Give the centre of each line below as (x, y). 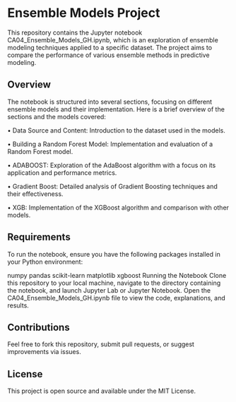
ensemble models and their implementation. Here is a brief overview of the (116, 109)
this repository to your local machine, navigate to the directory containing (114, 283)
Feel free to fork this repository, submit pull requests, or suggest (101, 344)
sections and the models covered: (57, 116)
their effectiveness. (35, 194)
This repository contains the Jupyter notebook (75, 32)
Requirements (39, 237)
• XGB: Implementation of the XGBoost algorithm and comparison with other (118, 207)
